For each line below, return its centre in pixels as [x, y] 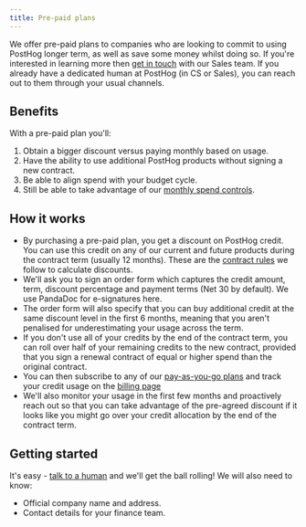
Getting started [54, 453]
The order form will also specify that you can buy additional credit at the [158, 309]
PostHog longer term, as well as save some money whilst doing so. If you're [152, 53]
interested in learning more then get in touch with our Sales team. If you [144, 63]
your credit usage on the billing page [92, 386]
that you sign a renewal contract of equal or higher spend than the [147, 357]
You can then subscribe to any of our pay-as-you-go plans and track [152, 376]
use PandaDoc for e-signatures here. [92, 299]
